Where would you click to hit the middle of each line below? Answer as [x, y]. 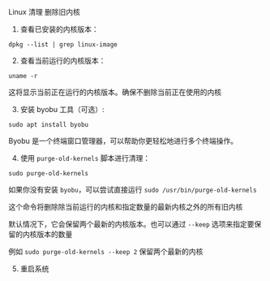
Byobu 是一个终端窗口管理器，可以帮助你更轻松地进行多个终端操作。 [123, 141]
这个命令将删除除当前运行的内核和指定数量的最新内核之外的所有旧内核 [126, 207]
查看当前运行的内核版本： [63, 61]
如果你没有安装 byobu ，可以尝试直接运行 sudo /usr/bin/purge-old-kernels [133, 190]
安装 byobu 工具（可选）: [62, 109]
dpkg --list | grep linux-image [63, 45]
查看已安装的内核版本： [59, 29]
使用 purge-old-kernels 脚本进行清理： [85, 158]
